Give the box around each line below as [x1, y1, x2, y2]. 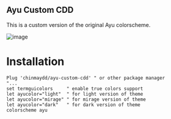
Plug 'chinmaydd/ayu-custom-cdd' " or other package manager [6, 75, 166, 81]
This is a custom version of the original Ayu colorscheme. [6, 21, 151, 28]
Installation [6, 55, 65, 68]
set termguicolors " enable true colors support [6, 85, 144, 91]
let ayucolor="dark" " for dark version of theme [6, 101, 140, 108]
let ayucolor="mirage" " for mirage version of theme [6, 96, 147, 102]
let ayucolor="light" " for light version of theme [6, 91, 144, 97]
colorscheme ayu [6, 107, 48, 113]
